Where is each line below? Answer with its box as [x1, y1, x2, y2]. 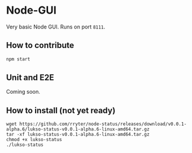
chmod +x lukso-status [6, 137, 62, 143]
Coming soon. [6, 88, 40, 95]
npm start [6, 56, 31, 62]
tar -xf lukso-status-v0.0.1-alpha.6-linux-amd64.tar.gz [6, 132, 150, 138]
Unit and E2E [6, 72, 55, 83]
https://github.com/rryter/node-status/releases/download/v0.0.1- [19, 121, 187, 128]
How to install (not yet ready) [6, 105, 116, 116]
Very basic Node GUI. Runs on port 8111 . [6, 23, 105, 30]
